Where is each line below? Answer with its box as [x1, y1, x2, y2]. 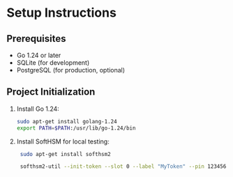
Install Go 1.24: [16, 105, 60, 113]
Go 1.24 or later [16, 51, 61, 59]
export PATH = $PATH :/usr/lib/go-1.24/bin [16, 124, 136, 132]
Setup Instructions [6, 5, 116, 21]
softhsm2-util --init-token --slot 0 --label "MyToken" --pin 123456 [20, 163, 227, 170]
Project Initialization [6, 86, 96, 98]
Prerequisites [6, 33, 66, 45]
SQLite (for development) [16, 59, 90, 67]
